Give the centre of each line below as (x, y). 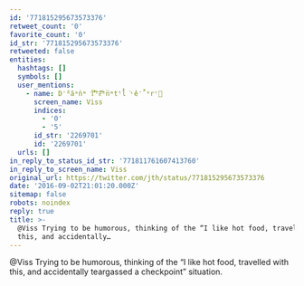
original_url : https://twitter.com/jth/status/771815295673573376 (137, 177)
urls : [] (34, 152)
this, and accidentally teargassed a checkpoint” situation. (116, 272)
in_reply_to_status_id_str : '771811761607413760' (105, 161)
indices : (50, 110)
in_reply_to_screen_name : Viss (68, 169)
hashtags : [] (42, 69)
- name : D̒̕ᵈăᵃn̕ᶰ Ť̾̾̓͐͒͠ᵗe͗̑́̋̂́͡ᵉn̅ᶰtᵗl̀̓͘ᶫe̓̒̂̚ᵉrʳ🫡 (94, 93)
